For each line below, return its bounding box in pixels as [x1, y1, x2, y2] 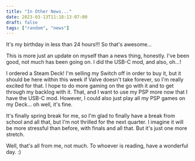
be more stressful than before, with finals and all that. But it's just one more [6, 125, 187, 132]
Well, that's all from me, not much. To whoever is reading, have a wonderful [6, 142, 189, 149]
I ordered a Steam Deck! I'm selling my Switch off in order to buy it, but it [6, 70, 182, 77]
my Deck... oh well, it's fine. [6, 101, 73, 108]
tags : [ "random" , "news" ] [6, 25, 69, 31]
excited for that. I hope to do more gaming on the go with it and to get [6, 83, 174, 90]
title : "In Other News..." [6, 8, 72, 15]
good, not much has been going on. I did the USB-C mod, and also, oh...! [6, 59, 182, 66]
